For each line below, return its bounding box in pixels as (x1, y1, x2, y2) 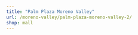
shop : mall (6, 20, 33, 26)
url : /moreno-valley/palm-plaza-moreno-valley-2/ (6, 14, 133, 20)
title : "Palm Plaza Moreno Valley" (6, 8, 95, 15)
